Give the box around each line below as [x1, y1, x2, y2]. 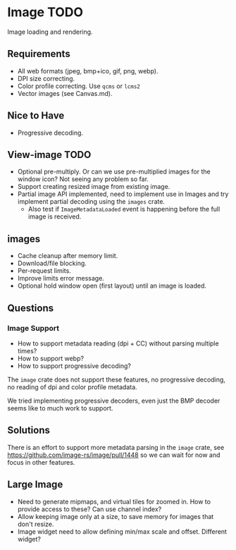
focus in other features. [7, 458, 75, 466]
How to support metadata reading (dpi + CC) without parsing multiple [17, 339, 220, 348]
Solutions [7, 424, 51, 436]
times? [17, 346, 37, 355]
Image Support [7, 323, 60, 333]
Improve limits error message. [17, 274, 104, 283]
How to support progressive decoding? [17, 361, 132, 370]
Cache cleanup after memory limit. [17, 252, 118, 260]
